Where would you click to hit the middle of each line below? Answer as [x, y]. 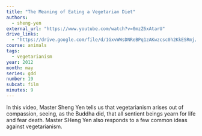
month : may [20, 68]
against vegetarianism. [34, 126]
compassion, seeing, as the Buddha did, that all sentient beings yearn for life [101, 113]
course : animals [26, 46]
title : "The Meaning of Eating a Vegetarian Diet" [71, 12]
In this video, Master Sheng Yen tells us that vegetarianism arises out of [95, 107]
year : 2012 [20, 62]
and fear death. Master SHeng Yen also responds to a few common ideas [97, 120]
